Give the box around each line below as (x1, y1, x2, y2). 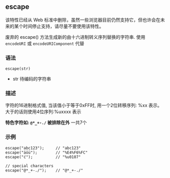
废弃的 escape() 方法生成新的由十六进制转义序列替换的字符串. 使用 (5, 34, 145, 40)
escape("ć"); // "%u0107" (5, 154, 81, 160)
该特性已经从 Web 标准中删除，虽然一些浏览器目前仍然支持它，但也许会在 (5, 16, 161, 23)
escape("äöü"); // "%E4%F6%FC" (5, 150, 88, 155)
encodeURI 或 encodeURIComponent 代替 (5, 40, 85, 46)
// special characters (5, 163, 54, 168)
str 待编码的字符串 (12, 76, 51, 82)
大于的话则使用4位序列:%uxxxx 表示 (5, 109, 82, 115)
